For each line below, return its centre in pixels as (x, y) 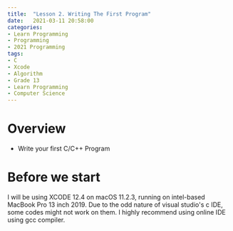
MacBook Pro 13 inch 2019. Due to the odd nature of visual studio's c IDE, (115, 205)
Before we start (54, 177)
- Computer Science (36, 93)
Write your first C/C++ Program (64, 149)
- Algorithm (25, 73)
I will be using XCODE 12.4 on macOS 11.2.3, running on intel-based (106, 197)
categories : (25, 27)
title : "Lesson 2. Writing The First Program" (79, 14)
